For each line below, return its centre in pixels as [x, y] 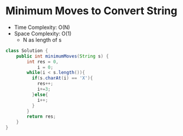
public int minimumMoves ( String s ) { [63, 56]
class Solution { [27, 51]
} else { [40, 95]
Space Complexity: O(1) [43, 33]
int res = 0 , [43, 61]
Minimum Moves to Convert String [91, 11]
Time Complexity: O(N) [42, 27]
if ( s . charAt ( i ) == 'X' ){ [62, 78]
